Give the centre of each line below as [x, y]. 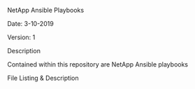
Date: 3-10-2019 [30, 23]
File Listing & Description [43, 78]
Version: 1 [21, 37]
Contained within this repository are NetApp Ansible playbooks [98, 64]
